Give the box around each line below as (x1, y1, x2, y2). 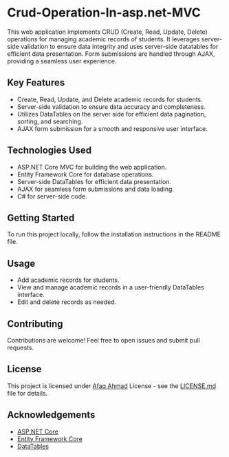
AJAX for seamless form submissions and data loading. (17, 185, 174, 193)
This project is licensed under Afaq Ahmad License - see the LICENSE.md (7, 381, 217, 390)
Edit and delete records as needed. (17, 298, 117, 306)
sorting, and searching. (17, 117, 83, 125)
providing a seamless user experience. (7, 57, 117, 65)
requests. (7, 343, 34, 352)
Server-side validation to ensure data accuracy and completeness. (17, 102, 206, 111)
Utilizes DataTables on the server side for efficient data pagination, (17, 110, 206, 118)
